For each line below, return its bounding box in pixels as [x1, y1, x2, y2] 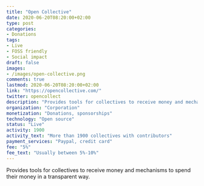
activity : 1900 [6, 127, 45, 133]
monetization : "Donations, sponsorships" [6, 110, 113, 116]
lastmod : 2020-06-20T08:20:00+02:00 [6, 82, 99, 88]
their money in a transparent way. [6, 173, 90, 180]
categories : [6, 25, 36, 32]
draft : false [6, 59, 39, 65]
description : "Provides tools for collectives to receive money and [6, 99, 183, 105]
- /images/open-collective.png [6, 71, 86, 77]
